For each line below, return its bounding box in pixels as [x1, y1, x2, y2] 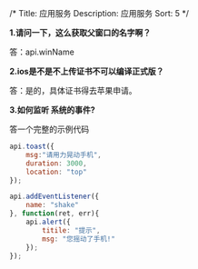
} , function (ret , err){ [9, 209, 100, 218]
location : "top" [25, 167, 88, 176]
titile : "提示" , [42, 225, 101, 234]
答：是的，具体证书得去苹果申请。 [9, 85, 137, 95]
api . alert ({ [25, 217, 71, 226]
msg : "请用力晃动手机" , [25, 150, 103, 159]
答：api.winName [9, 46, 74, 57]
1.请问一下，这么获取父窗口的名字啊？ [9, 27, 152, 38]
